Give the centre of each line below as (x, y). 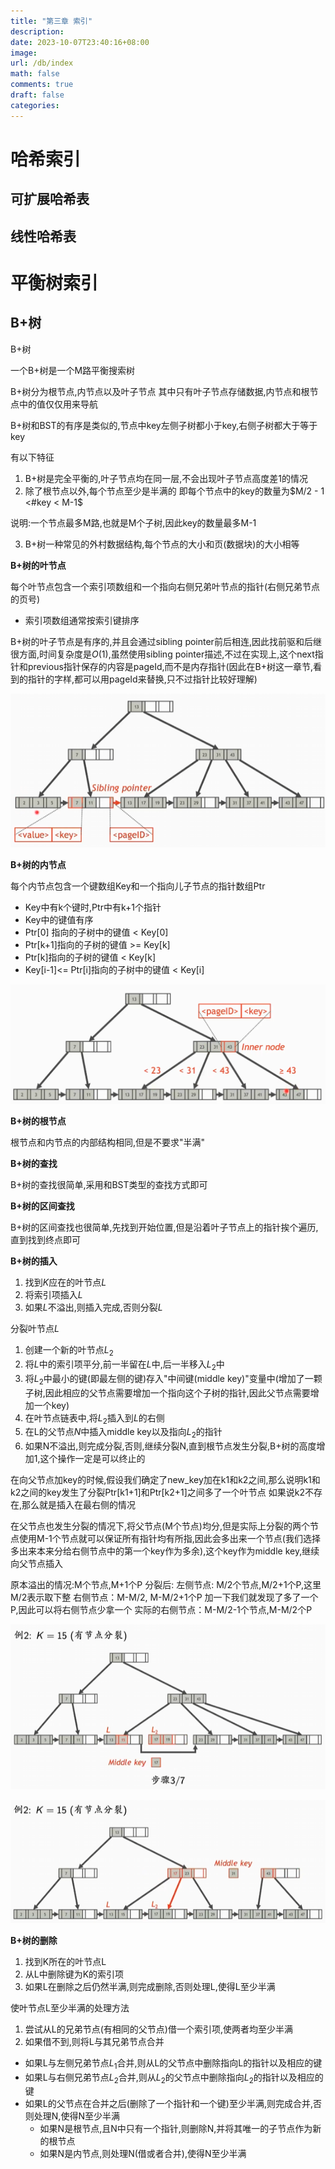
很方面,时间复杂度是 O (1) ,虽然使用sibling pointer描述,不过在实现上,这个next (162, 654)
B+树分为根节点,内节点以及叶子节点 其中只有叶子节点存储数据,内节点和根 (160, 391)
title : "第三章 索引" (51, 21)
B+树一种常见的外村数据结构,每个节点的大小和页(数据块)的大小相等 (162, 544)
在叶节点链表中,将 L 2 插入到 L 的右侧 (94, 1418)
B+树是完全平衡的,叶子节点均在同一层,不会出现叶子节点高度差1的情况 (166, 478)
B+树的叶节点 (38, 565)
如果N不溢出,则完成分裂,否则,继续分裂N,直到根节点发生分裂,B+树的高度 (170, 1446)
